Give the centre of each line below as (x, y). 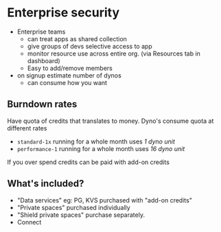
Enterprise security (63, 13)
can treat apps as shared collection (77, 38)
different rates (27, 128)
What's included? (46, 184)
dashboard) (44, 60)
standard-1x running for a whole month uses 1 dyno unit (96, 141)
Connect (29, 222)
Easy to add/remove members (70, 68)
